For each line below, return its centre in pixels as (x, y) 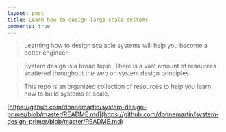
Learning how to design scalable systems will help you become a (115, 46)
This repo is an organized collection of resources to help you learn (117, 87)
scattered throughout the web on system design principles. (107, 73)
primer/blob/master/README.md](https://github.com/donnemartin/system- (113, 114)
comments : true (29, 26)
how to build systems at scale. (66, 94)
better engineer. (47, 53)
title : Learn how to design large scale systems (78, 20)
